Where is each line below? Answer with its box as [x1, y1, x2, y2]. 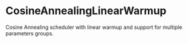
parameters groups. [5, 29, 54, 37]
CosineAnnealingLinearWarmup [5, 4, 167, 18]
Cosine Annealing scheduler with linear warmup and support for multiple [5, 24, 183, 31]
